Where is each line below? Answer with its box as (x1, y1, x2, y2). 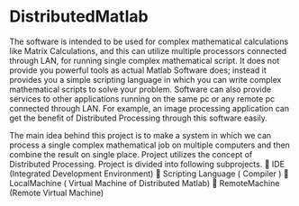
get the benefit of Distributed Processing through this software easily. (9, 112, 268, 123)
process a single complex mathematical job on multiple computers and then (9, 139, 291, 150)
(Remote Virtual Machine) (9, 187, 104, 198)
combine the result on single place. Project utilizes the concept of (9, 148, 253, 159)
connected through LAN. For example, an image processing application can (9, 103, 290, 113)
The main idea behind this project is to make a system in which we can (9, 130, 272, 140)
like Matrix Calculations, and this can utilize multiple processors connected (9, 45, 287, 56)
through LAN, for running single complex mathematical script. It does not (9, 55, 280, 66)
